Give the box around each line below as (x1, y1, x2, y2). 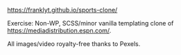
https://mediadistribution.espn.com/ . (7, 27, 112, 34)
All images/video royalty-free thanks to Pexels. (7, 40, 141, 47)
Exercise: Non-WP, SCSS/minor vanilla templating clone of (7, 19, 174, 27)
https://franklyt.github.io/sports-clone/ (7, 6, 118, 14)
